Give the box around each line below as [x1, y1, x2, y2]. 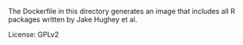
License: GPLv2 [8, 30, 59, 39]
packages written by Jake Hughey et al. [8, 15, 138, 24]
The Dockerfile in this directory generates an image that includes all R [8, 7, 236, 16]
